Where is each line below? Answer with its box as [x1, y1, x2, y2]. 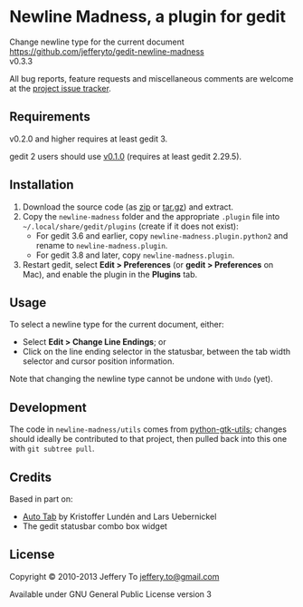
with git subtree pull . [9, 443, 95, 455]
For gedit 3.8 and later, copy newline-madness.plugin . [35, 250, 235, 260]
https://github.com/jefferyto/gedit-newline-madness [9, 45, 205, 56]
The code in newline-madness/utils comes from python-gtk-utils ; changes [9, 424, 288, 435]
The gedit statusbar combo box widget [22, 521, 167, 532]
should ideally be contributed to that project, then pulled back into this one [9, 434, 288, 445]
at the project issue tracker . [9, 83, 111, 93]
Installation [9, 177, 74, 192]
